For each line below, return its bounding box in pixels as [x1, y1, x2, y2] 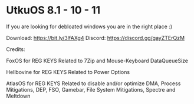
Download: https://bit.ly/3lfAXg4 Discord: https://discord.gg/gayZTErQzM [6, 34, 185, 41]
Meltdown [6, 92, 31, 99]
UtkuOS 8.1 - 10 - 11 [6, 4, 101, 17]
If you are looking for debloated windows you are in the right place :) [6, 23, 173, 30]
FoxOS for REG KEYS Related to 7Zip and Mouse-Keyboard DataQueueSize [6, 57, 189, 64]
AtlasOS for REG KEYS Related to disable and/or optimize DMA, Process [6, 80, 181, 87]
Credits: [6, 45, 25, 53]
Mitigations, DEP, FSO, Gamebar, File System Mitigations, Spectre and [6, 86, 176, 93]
